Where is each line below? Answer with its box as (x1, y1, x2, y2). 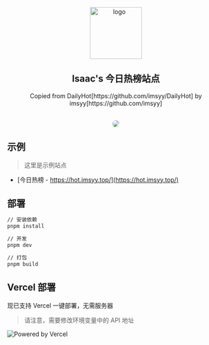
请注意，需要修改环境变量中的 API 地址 (23, 316, 135, 324)
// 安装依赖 (7, 216, 38, 223)
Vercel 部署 (7, 281, 57, 293)
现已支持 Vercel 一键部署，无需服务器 (7, 301, 114, 310)
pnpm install (7, 223, 45, 230)
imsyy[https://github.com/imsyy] (69, 99, 163, 107)
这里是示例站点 (23, 160, 67, 169)
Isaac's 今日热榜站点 (72, 73, 160, 85)
